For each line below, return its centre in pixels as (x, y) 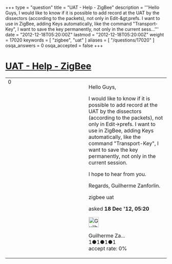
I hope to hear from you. (117, 174)
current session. (108, 163)
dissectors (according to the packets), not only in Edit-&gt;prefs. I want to (83, 18)
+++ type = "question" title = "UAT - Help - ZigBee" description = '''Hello (82, 7)
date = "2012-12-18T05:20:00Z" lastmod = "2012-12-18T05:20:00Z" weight (85, 35)
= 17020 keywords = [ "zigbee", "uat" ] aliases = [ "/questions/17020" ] (80, 40)
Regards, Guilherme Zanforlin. (124, 186)
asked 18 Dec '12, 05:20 (119, 209)
